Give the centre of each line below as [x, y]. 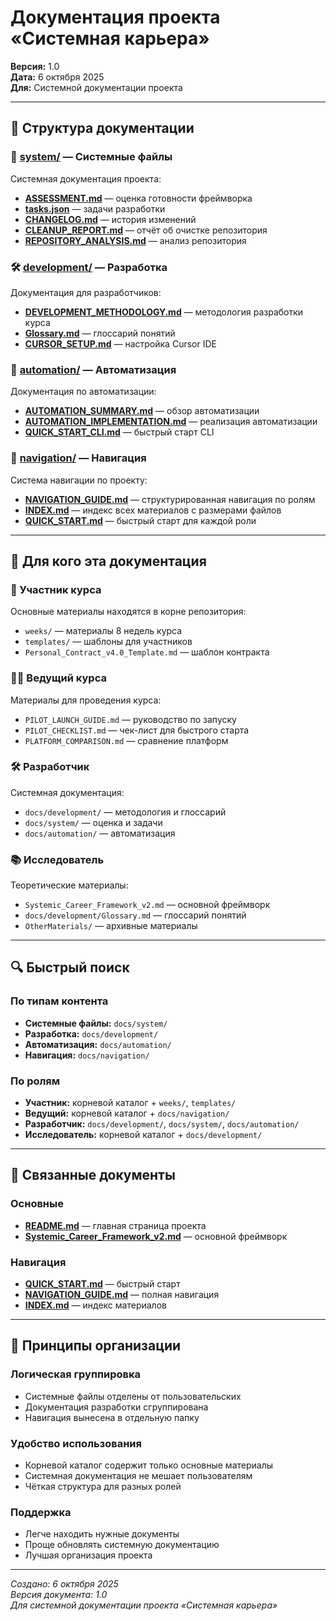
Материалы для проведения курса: [86, 700]
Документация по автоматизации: [83, 392]
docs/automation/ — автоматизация [100, 833]
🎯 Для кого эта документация [108, 561]
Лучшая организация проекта [88, 1555]
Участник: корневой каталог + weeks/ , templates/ [130, 1103]
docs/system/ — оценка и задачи [93, 822]
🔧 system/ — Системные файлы [91, 157]
